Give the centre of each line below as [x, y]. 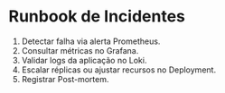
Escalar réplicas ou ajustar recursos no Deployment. [119, 70]
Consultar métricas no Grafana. [80, 50]
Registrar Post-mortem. [65, 79]
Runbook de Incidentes [97, 17]
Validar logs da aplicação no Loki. [84, 60]
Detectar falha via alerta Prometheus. [91, 41]
